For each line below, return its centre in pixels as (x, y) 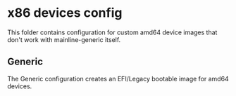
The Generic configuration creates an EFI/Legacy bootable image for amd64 (118, 78)
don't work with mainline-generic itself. (64, 39)
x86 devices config (65, 13)
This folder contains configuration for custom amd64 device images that (112, 32)
